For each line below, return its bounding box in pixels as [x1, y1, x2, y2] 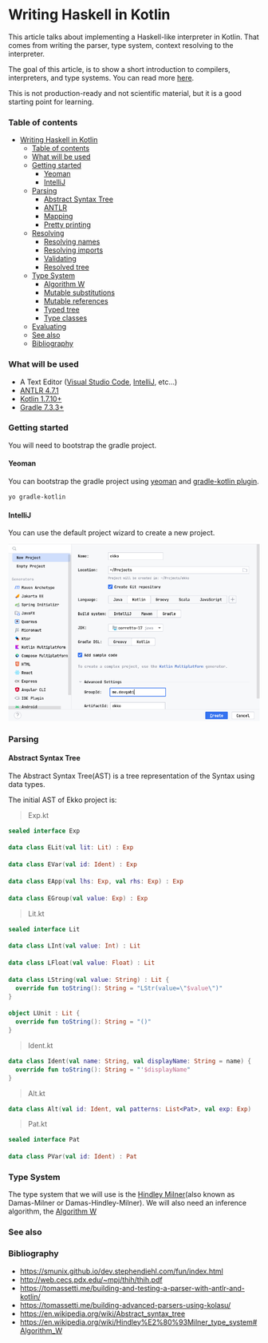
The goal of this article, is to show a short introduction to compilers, [8, 64, 231, 74]
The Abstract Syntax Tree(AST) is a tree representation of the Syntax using [8, 771, 255, 781]
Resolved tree [43, 262, 89, 272]
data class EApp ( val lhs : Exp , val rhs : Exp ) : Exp [8, 877, 184, 885]
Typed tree [43, 305, 80, 315]
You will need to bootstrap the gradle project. [8, 440, 157, 450]
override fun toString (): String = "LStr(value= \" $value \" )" [15, 984, 223, 992]
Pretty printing [43, 220, 92, 229]
